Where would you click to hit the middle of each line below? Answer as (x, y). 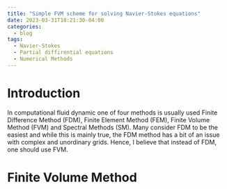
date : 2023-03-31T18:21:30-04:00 (56, 20)
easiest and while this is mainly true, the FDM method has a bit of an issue (113, 134)
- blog (23, 33)
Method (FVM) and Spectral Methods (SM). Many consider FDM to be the (112, 127)
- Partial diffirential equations (63, 53)
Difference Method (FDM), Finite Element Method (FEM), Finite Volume (109, 120)
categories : (24, 26)
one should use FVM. (38, 149)
